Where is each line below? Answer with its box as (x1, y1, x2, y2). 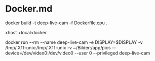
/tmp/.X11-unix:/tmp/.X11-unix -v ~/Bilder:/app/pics (5, 44, 111, 50)
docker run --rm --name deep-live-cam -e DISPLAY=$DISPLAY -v (5, 39, 143, 45)
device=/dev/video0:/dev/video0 (5, 50, 73, 56)
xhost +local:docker (5, 29, 47, 35)
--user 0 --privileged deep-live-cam (74, 50, 150, 56)
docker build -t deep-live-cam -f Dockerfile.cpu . (5, 20, 107, 26)
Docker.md (5, 3, 53, 15)
